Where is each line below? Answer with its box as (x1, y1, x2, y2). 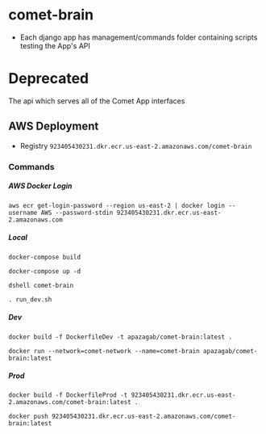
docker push (8, 412, 48, 421)
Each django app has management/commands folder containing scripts (19, 32, 258, 42)
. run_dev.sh (8, 295, 52, 304)
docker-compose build (8, 253, 81, 261)
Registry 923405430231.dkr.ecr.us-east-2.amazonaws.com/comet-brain (19, 141, 252, 150)
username (8, 209, 38, 217)
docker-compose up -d (8, 267, 81, 276)
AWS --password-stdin (40, 209, 114, 217)
